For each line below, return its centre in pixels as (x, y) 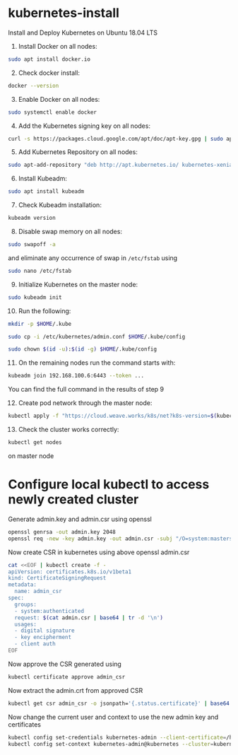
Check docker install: (49, 73)
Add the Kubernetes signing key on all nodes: (84, 126)
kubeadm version (32, 218)
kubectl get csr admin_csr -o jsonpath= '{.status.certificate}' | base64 (119, 703)
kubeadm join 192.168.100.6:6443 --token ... (76, 376)
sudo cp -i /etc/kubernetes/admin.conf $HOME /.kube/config (97, 336)
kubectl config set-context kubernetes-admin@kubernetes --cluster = (111, 744)
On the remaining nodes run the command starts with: (97, 363)
